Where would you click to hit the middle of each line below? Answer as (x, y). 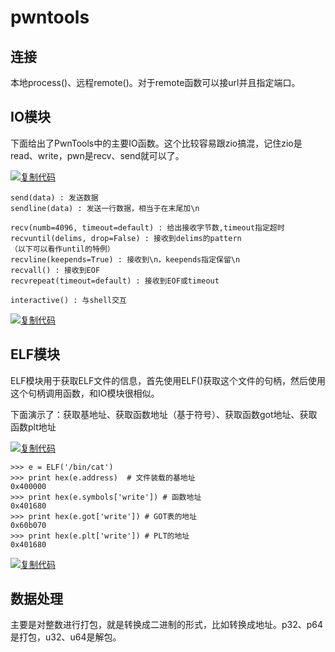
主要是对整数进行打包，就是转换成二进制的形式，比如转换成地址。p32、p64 (167, 625)
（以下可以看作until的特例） (62, 249)
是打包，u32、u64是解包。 (66, 637)
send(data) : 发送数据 (54, 197)
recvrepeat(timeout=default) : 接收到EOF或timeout (115, 281)
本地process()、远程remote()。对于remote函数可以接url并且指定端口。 (155, 82)
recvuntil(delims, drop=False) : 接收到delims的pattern (126, 238)
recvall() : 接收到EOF (55, 270)
